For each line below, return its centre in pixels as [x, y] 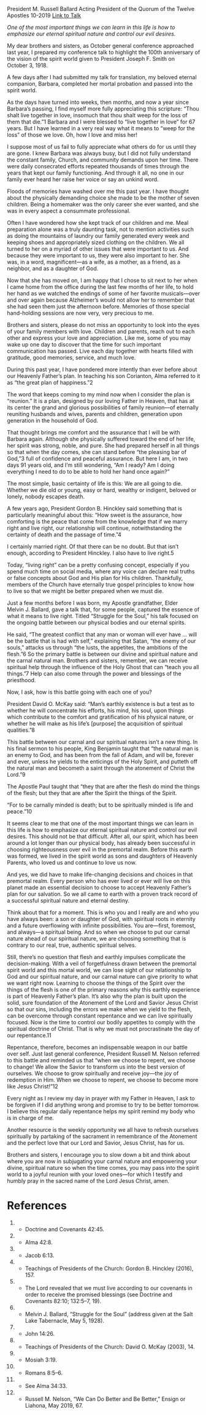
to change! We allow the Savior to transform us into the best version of [96, 1067]
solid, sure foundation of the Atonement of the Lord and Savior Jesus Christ [102, 1003]
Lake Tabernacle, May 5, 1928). [65, 1320]
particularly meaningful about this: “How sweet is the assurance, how [95, 515]
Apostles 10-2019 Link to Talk [44, 15]
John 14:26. [40, 1333]
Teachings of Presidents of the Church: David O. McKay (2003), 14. [110, 1346]
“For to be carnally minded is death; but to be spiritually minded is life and [100, 805]
